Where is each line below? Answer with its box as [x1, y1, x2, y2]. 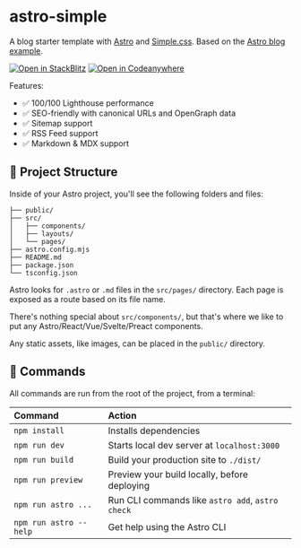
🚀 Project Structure [9, 164, 118, 180]
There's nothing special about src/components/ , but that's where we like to [9, 311, 284, 322]
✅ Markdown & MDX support [21, 137, 130, 149]
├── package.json [9, 260, 74, 270]
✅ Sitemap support [21, 117, 93, 128]
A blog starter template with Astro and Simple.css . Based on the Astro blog [9, 36, 286, 47]
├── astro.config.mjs [9, 245, 90, 254]
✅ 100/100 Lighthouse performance [21, 97, 154, 109]
